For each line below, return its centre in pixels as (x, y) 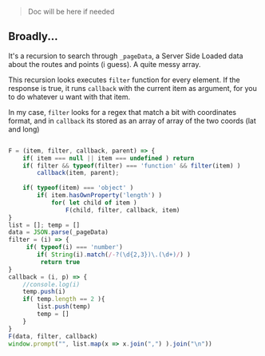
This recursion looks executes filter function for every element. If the (125, 80)
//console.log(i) (51, 284)
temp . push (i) (44, 292)
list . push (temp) (64, 307)
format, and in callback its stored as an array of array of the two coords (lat (132, 121)
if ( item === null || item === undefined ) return (109, 158)
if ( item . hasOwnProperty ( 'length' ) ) (99, 196)
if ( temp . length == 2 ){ (64, 299)
